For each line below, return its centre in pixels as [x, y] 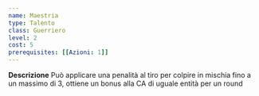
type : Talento [32, 23]
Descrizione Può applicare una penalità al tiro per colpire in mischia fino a [129, 75]
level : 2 [23, 38]
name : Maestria [33, 15]
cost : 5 [21, 45]
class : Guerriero [37, 30]
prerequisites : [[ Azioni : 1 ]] [59, 52]
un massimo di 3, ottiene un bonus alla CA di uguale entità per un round [126, 83]
